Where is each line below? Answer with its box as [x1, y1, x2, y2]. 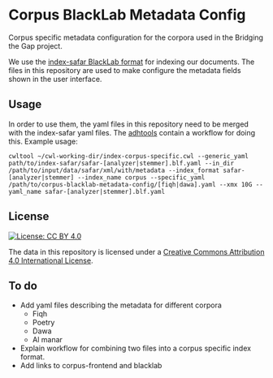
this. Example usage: [8, 136, 79, 146]
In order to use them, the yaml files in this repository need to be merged [8, 119, 249, 129]
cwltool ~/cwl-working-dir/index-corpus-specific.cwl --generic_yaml [8, 152, 249, 160]
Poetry [32, 318, 55, 328]
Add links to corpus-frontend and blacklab [19, 361, 162, 371]
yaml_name [8, 187, 42, 195]
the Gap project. [8, 41, 63, 50]
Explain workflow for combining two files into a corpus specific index [19, 343, 252, 354]
